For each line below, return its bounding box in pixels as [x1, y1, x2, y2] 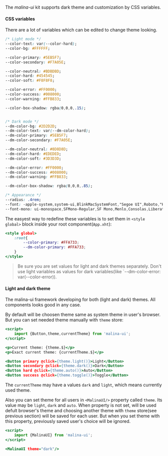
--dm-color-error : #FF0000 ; [5, 165, 64, 170]
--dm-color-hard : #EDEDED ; [5, 151, 61, 156]
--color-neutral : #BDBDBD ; [5, 69, 61, 74]
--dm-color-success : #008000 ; [5, 170, 68, 175]
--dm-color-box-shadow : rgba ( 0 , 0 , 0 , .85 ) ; [5, 183, 93, 189]
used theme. [5, 387, 31, 393]
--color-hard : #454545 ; [5, 73, 55, 78]
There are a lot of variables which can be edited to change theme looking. [5, 27, 157, 33]
